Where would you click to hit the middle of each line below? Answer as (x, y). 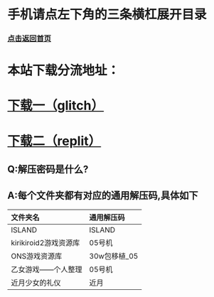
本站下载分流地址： (64, 71)
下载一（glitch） (56, 106)
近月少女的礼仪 (36, 283)
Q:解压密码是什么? (48, 169)
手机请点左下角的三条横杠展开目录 (107, 15)
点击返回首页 (30, 38)
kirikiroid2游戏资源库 (46, 242)
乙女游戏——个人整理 (47, 269)
